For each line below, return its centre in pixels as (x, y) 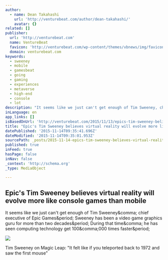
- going (18, 75)
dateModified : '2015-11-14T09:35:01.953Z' (50, 136)
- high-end (21, 94)
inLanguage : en (21, 112)
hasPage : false (21, 154)
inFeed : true (19, 150)
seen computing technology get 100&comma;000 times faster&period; (77, 229)
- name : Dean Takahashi (34, 15)
